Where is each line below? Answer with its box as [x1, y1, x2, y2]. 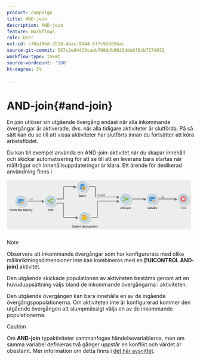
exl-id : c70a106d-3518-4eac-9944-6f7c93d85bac [7, 41, 125, 47]
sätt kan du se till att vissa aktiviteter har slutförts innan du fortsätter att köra [7, 131, 195, 138]
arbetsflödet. [7, 138, 39, 145]
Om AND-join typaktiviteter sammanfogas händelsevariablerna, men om [7, 334, 185, 342]
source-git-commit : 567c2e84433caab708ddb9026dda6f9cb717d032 [7, 48, 165, 54]
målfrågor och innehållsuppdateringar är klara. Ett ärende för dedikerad [7, 162, 183, 169]
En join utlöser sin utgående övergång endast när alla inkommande [7, 119, 171, 126]
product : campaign [7, 10, 53, 15]
